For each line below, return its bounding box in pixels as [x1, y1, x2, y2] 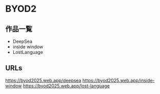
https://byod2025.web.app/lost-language [22, 82, 110, 89]
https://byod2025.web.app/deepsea [5, 77, 82, 83]
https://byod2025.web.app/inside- [82, 77, 155, 83]
